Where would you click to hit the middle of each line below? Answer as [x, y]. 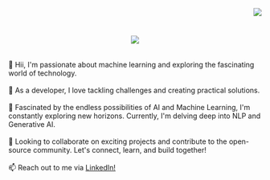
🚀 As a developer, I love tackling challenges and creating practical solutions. [134, 90]
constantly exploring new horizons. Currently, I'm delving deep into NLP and [135, 116]
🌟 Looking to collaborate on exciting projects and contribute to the [118, 141]
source [20, 149]
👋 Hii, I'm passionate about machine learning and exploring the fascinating [131, 64]
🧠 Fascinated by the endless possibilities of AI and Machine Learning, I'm [129, 107]
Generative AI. [32, 124]
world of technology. [43, 73]
